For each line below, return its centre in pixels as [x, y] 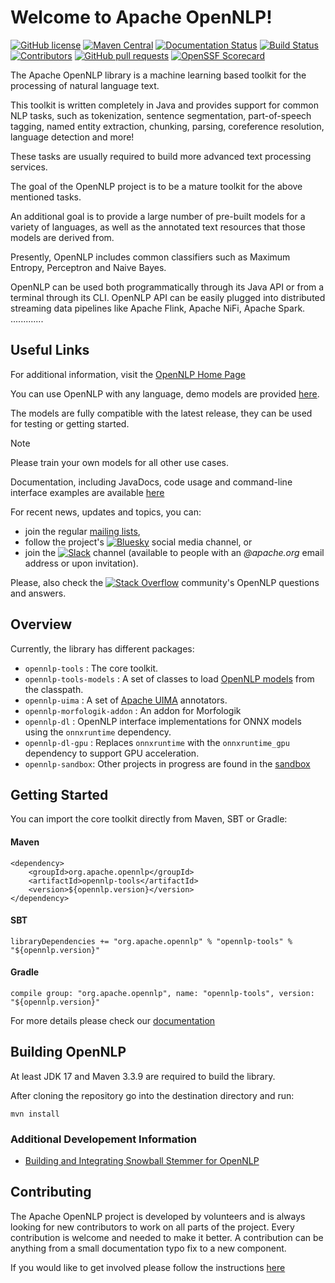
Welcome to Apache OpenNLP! [141, 17]
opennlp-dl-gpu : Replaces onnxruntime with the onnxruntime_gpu [157, 742]
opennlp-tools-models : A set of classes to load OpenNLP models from [169, 678]
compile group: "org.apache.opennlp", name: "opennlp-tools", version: [162, 993]
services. [29, 167]
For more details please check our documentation [113, 1020]
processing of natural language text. [85, 85]
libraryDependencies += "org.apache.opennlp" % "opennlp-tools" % [151, 941]
